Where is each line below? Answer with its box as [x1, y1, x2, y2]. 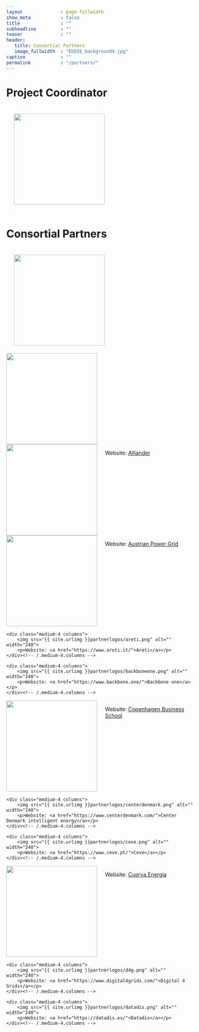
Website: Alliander [105, 450, 151, 457]
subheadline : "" [6, 25, 71, 32]
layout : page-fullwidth [6, 8, 104, 15]
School [105, 712, 123, 720]
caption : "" [6, 54, 71, 60]
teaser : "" [6, 32, 71, 38]
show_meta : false [6, 15, 80, 21]
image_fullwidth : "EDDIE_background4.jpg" [14, 49, 129, 55]
